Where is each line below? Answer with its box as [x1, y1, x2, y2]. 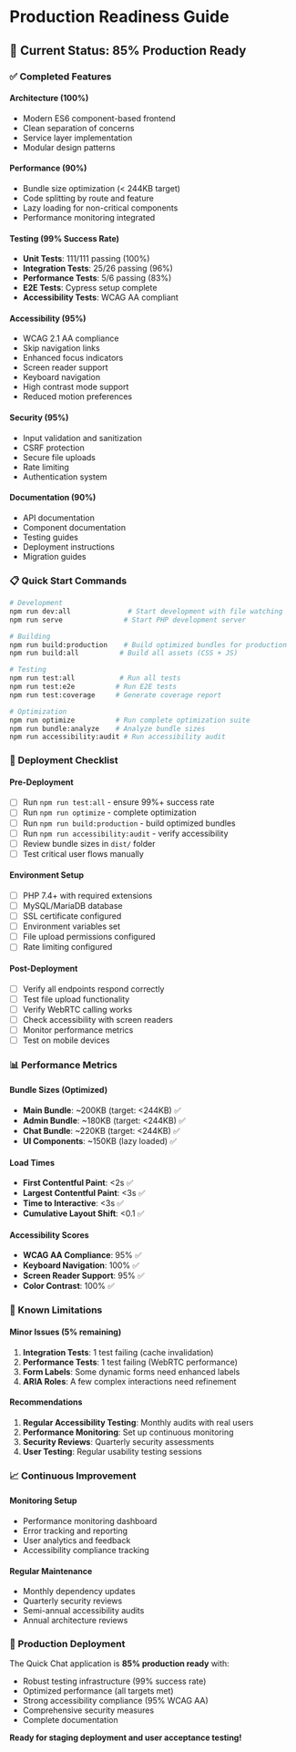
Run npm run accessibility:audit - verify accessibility [22, 828, 230, 839]
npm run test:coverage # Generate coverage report [9, 690, 222, 699]
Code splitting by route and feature [22, 192, 155, 203]
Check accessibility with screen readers [22, 1014, 173, 1025]
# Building [9, 632, 51, 641]
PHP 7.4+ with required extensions [22, 890, 153, 901]
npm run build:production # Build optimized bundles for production [9, 640, 287, 649]
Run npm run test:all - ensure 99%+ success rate [22, 797, 215, 808]
